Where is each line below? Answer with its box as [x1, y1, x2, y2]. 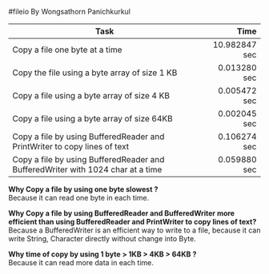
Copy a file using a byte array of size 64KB [12, 113, 174, 124]
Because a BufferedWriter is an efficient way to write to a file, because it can [8, 225, 261, 235]
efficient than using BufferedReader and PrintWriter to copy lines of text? [8, 217, 257, 226]
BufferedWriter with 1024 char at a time [12, 164, 163, 175]
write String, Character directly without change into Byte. [8, 234, 196, 243]
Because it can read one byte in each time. [8, 193, 150, 202]
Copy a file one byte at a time [12, 44, 122, 55]
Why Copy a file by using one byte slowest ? [8, 185, 159, 194]
